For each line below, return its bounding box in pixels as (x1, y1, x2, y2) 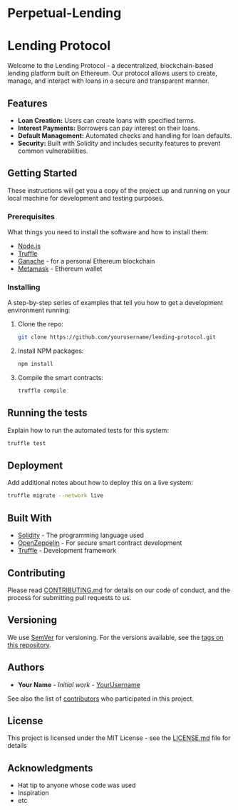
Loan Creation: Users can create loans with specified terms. (17, 116, 196, 124)
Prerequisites (7, 211, 55, 221)
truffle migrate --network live (7, 492, 103, 499)
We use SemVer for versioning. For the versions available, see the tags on (7, 633, 224, 641)
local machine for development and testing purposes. (7, 194, 165, 202)
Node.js (17, 241, 41, 251)
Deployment (7, 459, 63, 472)
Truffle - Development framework (17, 546, 116, 555)
